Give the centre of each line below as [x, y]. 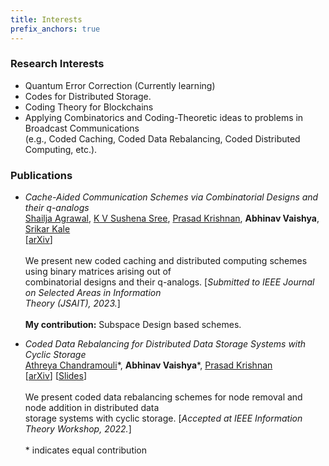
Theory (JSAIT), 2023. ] [72, 303]
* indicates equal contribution [86, 450]
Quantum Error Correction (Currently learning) [120, 85]
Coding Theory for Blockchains [89, 107]
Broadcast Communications [82, 128]
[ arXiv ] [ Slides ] [56, 376]
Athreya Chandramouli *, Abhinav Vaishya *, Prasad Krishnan [148, 365]
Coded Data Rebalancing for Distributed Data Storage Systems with [165, 344]
